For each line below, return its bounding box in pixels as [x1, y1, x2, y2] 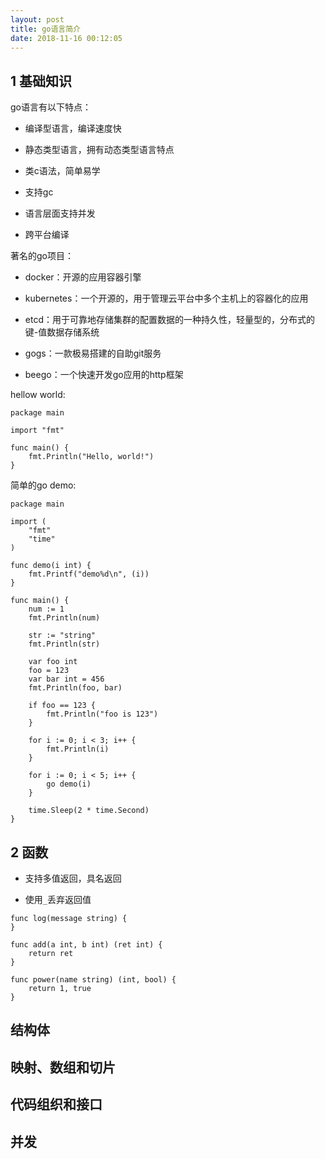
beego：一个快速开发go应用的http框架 [24, 369, 184, 381]
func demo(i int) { [10, 561, 92, 571]
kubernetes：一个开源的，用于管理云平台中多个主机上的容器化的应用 [24, 292, 309, 305]
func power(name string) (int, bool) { [10, 975, 177, 985]
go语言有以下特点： [10, 101, 92, 113]
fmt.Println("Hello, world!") [28, 452, 155, 462]
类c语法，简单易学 [24, 165, 101, 177]
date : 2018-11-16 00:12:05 [10, 33, 123, 43]
